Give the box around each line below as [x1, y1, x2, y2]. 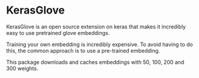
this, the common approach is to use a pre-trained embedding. [6, 47, 160, 54]
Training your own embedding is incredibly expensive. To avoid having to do [6, 41, 193, 48]
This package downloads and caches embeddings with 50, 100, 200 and [6, 58, 185, 66]
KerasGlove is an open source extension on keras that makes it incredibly [6, 23, 186, 30]
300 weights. [6, 64, 39, 71]
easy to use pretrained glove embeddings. [6, 29, 110, 36]
